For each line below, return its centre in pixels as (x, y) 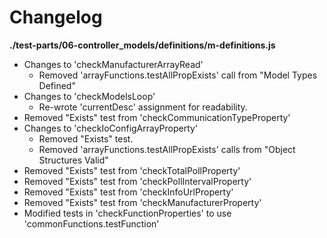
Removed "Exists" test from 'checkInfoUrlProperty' (128, 192)
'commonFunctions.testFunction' (91, 223)
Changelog (56, 17)
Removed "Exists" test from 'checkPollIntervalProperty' (137, 181)
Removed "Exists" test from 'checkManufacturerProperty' (142, 202)
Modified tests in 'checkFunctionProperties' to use (127, 213)
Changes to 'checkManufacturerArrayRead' (113, 64)
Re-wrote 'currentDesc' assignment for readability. (143, 107)
